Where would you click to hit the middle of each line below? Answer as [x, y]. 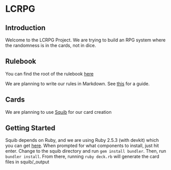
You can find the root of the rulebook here [50, 74]
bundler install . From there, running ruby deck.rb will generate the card [82, 157]
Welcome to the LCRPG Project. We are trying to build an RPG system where [86, 40]
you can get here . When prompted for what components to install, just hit [82, 145]
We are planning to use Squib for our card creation [58, 112]
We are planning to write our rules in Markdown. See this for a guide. [78, 83]
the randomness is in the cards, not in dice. [51, 45]
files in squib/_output [27, 162]
